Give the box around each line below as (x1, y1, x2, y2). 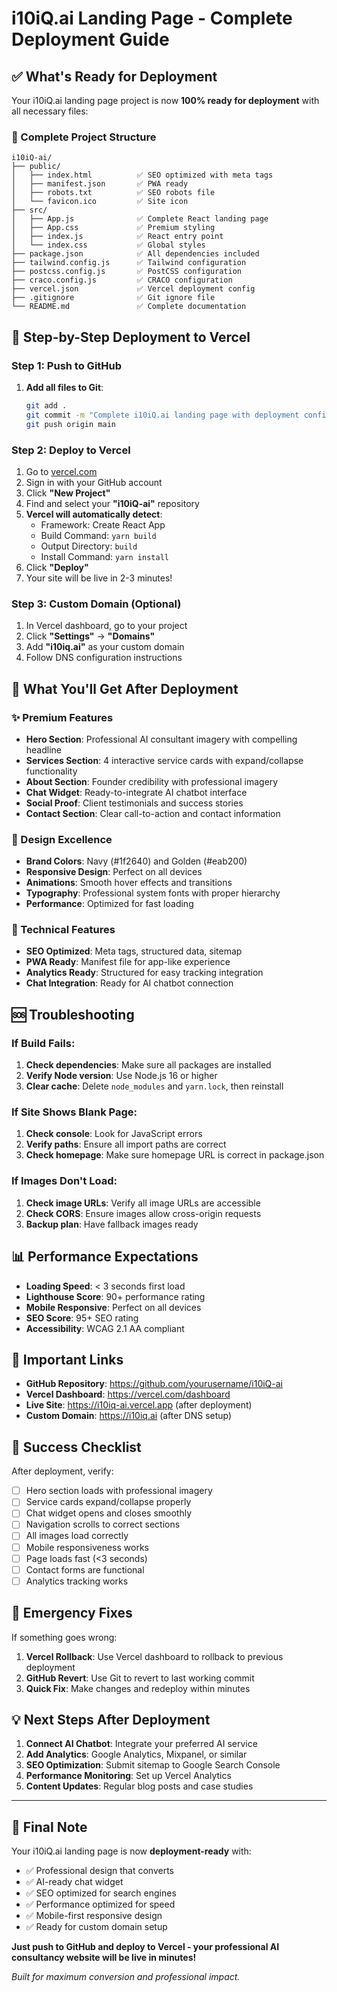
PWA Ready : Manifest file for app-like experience (25, 956, 231, 968)
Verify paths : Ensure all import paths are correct (25, 1138, 227, 1151)
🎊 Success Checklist (11, 1438, 142, 1456)
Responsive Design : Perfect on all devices (25, 866, 203, 878)
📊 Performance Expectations (11, 1248, 199, 1266)
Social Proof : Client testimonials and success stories (25, 797, 244, 809)
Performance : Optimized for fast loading (25, 898, 194, 910)
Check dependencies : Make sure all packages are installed (25, 1059, 272, 1071)
